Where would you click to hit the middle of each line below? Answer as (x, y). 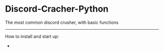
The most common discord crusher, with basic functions (62, 22)
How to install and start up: (32, 36)
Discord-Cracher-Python (57, 9)
